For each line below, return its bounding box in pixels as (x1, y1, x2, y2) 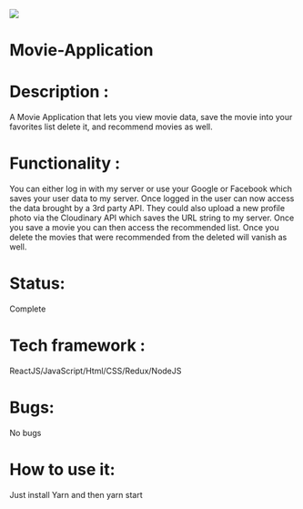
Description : (9, 82, 109, 102)
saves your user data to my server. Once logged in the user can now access (9, 193, 295, 204)
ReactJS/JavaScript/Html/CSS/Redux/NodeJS (9, 365, 182, 376)
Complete (9, 303, 46, 314)
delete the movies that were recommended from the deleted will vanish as (9, 232, 288, 243)
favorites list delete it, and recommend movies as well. (9, 121, 214, 132)
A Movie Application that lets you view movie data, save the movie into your (9, 112, 293, 123)
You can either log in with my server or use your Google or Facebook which (9, 183, 293, 195)
